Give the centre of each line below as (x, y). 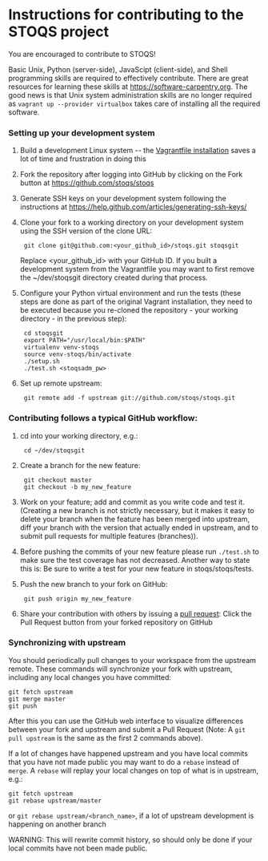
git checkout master (58, 480)
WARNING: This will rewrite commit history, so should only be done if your (130, 839)
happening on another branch (57, 824)
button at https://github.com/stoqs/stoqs (87, 183)
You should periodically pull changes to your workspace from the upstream (132, 660)
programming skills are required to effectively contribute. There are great (129, 78)
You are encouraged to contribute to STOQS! (82, 54)
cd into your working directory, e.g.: (79, 435)
